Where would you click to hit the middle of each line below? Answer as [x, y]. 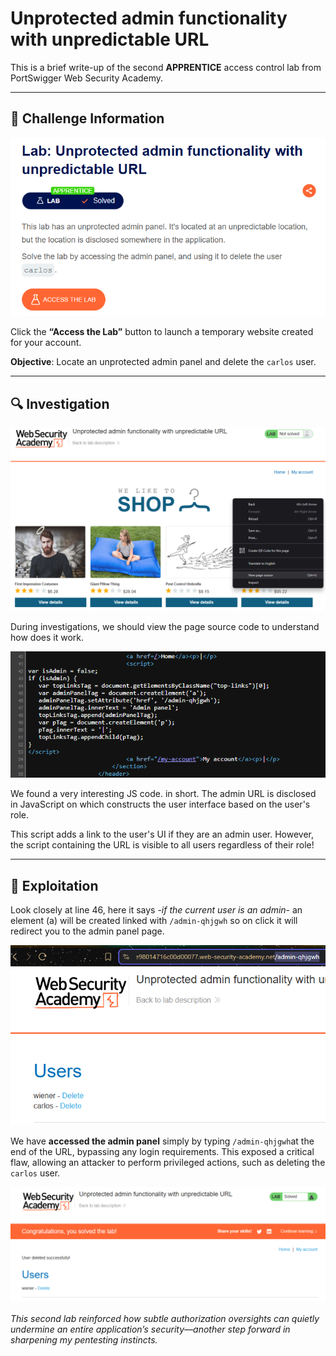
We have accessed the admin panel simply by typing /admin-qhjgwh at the [162, 1141]
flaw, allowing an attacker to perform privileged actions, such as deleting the [168, 1163]
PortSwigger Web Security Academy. [87, 78]
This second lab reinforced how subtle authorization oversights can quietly [165, 1318]
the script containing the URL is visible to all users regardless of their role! [162, 845]
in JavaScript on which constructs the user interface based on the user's [160, 804]
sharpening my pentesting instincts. [84, 1339]
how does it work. [47, 638]
